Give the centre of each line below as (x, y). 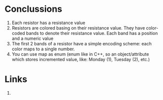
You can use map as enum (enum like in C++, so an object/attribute (80, 54)
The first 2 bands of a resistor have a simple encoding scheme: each (81, 43)
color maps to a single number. (43, 49)
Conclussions (34, 9)
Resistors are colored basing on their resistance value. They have (78, 28)
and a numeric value (33, 38)
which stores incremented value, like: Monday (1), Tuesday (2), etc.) (81, 59)
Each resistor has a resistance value (48, 23)
